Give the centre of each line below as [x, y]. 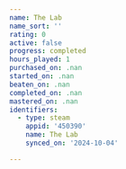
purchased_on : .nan [46, 68]
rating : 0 [28, 34]
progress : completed [48, 51]
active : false [36, 43]
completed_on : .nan [46, 93]
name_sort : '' [36, 26]
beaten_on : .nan [40, 84]
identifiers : [34, 110]
